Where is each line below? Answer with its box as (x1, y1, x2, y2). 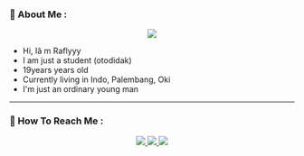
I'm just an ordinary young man (22, 84, 138, 95)
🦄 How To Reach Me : (9, 115, 104, 127)
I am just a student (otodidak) (22, 55, 133, 66)
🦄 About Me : (9, 8, 68, 21)
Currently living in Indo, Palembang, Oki (22, 74, 171, 85)
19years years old (22, 65, 89, 76)
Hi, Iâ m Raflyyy (22, 45, 81, 57)
